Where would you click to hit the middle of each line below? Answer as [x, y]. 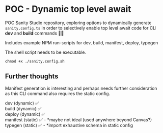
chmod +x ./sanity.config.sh [35, 61]
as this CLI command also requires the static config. [58, 93]
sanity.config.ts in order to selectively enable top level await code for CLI [81, 28]
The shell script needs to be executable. [46, 52]
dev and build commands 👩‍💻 [35, 33]
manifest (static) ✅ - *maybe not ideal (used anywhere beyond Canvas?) [79, 120]
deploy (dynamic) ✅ [25, 114]
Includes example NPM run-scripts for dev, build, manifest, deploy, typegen [81, 42]
